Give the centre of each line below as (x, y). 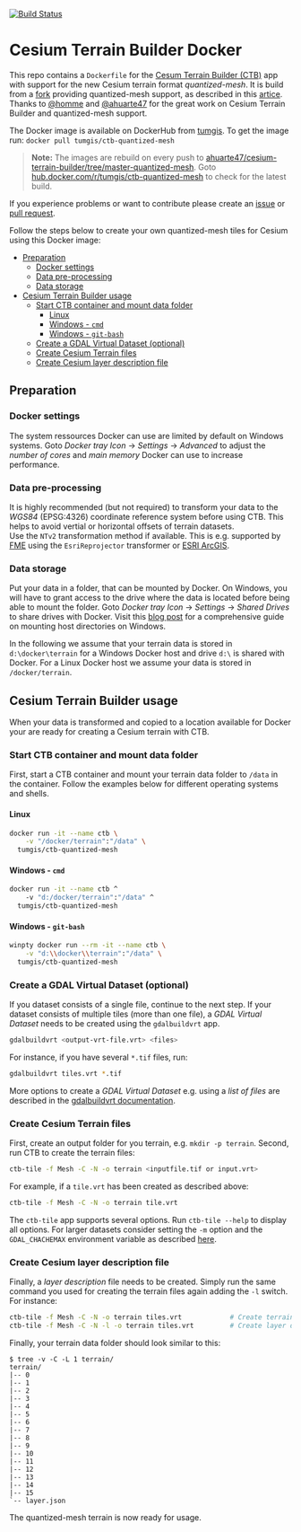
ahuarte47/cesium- (241, 157)
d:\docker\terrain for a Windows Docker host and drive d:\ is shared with (147, 653)
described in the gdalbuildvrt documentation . (93, 1100)
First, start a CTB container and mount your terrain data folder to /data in (144, 775)
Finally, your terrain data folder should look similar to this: (115, 1343)
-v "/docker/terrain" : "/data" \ (86, 841)
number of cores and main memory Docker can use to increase (126, 454)
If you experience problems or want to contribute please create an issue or (147, 203)
